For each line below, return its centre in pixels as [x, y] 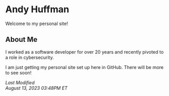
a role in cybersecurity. [30, 57]
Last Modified [20, 82]
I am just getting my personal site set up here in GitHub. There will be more [85, 67]
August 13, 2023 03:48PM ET [36, 88]
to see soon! [18, 73]
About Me [21, 40]
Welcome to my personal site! [37, 23]
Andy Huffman [37, 9]
